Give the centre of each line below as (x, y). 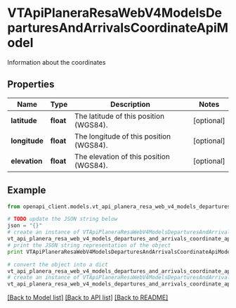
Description (130, 104)
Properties (31, 85)
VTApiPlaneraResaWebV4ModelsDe (115, 13)
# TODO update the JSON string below (63, 219)
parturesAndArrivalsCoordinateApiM (118, 28)
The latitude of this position (119, 116)
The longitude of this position (123, 136)
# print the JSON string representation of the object (89, 245)
